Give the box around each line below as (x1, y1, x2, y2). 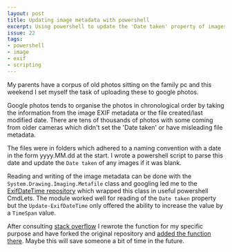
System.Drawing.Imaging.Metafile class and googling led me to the (7, 179, 198, 187)
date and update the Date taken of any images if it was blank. (7, 158, 182, 166)
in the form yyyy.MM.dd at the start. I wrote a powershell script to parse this (7, 151, 223, 159)
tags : (7, 36, 23, 43)
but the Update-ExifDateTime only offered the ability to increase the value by (7, 201, 223, 209)
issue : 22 (7, 29, 36, 37)
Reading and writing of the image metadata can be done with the (7, 172, 192, 180)
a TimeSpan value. (7, 209, 57, 217)
